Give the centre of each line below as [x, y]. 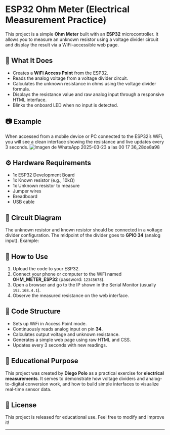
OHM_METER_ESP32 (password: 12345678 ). [58, 279]
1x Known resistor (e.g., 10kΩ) [44, 180]
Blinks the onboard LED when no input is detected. [65, 105]
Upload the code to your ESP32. [46, 269]
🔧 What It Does [29, 61]
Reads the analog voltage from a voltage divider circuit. [70, 78]
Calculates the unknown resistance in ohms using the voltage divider [84, 83]
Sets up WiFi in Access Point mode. [50, 323]
